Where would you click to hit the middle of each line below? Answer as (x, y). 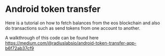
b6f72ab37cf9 (20, 48)
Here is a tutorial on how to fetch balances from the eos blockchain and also (83, 23)
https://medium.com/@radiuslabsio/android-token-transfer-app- (71, 43)
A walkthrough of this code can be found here (52, 38)
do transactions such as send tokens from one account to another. (73, 28)
